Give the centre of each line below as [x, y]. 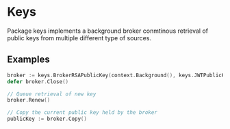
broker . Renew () [29, 100]
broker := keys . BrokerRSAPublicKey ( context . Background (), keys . [101, 75]
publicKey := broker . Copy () [47, 119]
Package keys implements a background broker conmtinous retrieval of [108, 31]
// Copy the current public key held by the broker [82, 113]
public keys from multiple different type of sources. [79, 38]
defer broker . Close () [38, 82]
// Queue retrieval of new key [52, 94]
